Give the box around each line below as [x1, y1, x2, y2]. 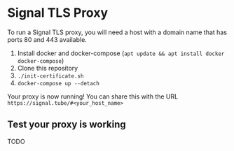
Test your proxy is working [7, 119, 126, 131]
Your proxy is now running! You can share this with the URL [7, 92, 179, 101]
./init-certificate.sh [17, 72, 84, 80]
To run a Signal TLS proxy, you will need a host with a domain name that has [7, 28, 228, 36]
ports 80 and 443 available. [7, 35, 88, 43]
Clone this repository [17, 64, 78, 72]
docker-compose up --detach [17, 80, 99, 87]
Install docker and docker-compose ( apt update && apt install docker [17, 49, 225, 57]
